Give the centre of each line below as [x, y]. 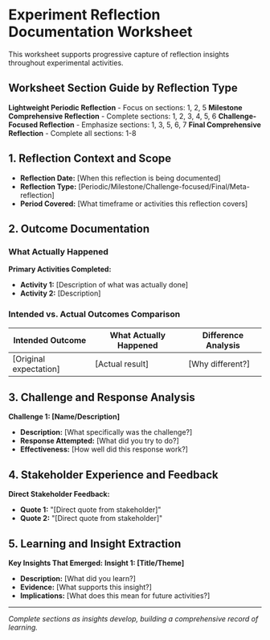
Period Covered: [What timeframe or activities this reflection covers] [134, 204]
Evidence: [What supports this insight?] [86, 587]
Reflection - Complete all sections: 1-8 [72, 133]
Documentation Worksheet [100, 32]
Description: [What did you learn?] [78, 578]
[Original [29, 358]
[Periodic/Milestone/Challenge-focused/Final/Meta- [164, 186]
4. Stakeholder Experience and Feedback [113, 475]
